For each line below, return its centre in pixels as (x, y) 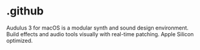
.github (25, 11)
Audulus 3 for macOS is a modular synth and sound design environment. (98, 28)
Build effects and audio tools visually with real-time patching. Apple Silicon (100, 34)
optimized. (20, 40)
